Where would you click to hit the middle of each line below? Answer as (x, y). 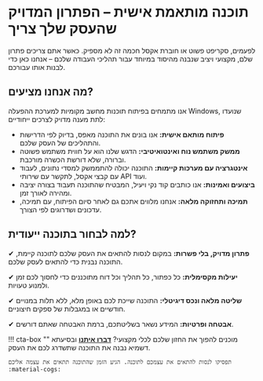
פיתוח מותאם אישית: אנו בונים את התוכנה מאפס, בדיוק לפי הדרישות (122, 134)
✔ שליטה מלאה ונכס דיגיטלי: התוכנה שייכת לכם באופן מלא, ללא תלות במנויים (125, 300)
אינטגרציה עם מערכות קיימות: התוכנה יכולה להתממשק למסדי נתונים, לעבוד (133, 167)
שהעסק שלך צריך (63, 29)
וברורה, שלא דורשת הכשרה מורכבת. (73, 159)
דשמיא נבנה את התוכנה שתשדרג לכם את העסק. (79, 347)
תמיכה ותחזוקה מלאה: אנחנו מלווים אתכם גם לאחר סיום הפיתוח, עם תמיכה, (133, 201)
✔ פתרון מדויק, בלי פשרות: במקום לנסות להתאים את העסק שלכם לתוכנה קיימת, (129, 253)
